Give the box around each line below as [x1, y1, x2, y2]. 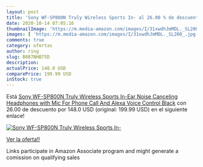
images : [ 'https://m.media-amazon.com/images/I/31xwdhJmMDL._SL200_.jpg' [6, 31, 199, 38]
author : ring [6, 48, 39, 54]
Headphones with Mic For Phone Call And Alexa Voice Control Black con [6, 99, 187, 106]
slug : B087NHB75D [6, 54, 50, 60]
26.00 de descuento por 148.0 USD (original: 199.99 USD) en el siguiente [6, 106, 188, 113]
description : [6, 59, 39, 65]
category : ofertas [6, 43, 53, 49]
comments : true [6, 37, 45, 43]
